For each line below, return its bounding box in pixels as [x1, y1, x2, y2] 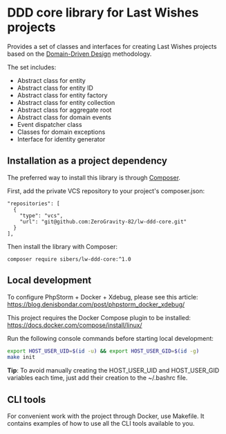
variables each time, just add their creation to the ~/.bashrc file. [7, 374, 188, 382]
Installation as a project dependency [7, 155, 168, 167]
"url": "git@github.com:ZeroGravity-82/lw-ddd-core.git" [19, 218, 187, 225]
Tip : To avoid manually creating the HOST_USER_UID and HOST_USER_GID [7, 366, 220, 375]
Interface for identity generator [17, 135, 106, 143]
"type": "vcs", [19, 212, 64, 219]
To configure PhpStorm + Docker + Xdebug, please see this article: [7, 293, 198, 301]
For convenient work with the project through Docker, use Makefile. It [7, 412, 205, 420]
